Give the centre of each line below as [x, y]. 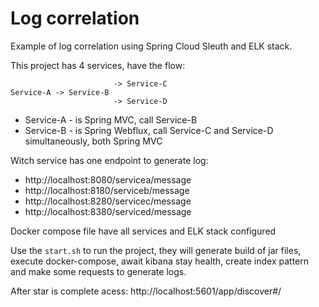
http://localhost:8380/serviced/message [108, 211]
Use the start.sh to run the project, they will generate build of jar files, [156, 250]
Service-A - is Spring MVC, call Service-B [111, 119]
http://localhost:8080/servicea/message [108, 179]
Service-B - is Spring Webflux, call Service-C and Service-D [149, 130]
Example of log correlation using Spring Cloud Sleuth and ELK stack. [151, 46]
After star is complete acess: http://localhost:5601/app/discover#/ [146, 291]
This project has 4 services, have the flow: [98, 65]
